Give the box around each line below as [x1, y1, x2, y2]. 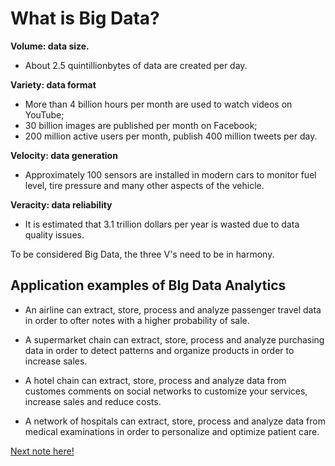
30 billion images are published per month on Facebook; [24, 119, 258, 131]
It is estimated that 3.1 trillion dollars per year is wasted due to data [24, 218, 300, 230]
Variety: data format [10, 78, 97, 91]
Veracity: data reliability [10, 198, 113, 211]
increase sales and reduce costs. [24, 395, 162, 407]
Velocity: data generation [10, 149, 118, 161]
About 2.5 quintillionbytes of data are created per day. [24, 59, 248, 71]
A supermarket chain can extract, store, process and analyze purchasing [24, 333, 325, 346]
